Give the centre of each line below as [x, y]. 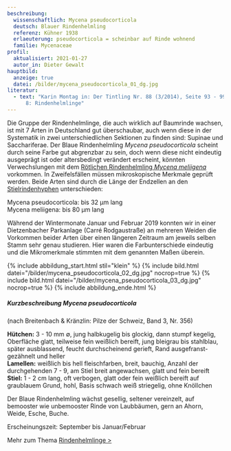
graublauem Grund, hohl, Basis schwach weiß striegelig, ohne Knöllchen [110, 385]
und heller [51, 356]
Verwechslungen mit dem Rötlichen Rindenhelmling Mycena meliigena [107, 167]
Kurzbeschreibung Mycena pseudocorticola [72, 303]
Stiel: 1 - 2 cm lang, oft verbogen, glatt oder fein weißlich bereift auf [103, 378]
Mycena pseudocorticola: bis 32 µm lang [65, 202]
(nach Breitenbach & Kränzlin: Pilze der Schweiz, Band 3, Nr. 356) [100, 321]
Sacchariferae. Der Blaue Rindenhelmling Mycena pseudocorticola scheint [113, 145]
